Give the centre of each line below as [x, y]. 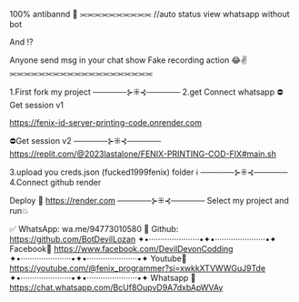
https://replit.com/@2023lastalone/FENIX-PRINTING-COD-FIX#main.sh [143, 154]
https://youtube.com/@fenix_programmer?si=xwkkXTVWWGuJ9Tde [138, 268]
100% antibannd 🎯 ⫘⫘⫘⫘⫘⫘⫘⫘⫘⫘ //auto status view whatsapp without [149, 14]
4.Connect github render [55, 182]
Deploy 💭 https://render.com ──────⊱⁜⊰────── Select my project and [149, 201]
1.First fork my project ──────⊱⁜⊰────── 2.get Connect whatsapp [142, 92]
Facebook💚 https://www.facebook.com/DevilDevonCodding [121, 249]
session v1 [45, 105]
